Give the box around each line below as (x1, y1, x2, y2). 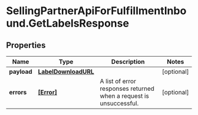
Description (111, 58, 146, 65)
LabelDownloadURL (38, 68, 94, 75)
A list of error (100, 77, 137, 85)
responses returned (100, 84, 155, 93)
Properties (6, 40, 46, 50)
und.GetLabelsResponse (6, 17, 130, 30)
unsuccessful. (100, 99, 139, 107)
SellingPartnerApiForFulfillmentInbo (6, 4, 187, 18)
